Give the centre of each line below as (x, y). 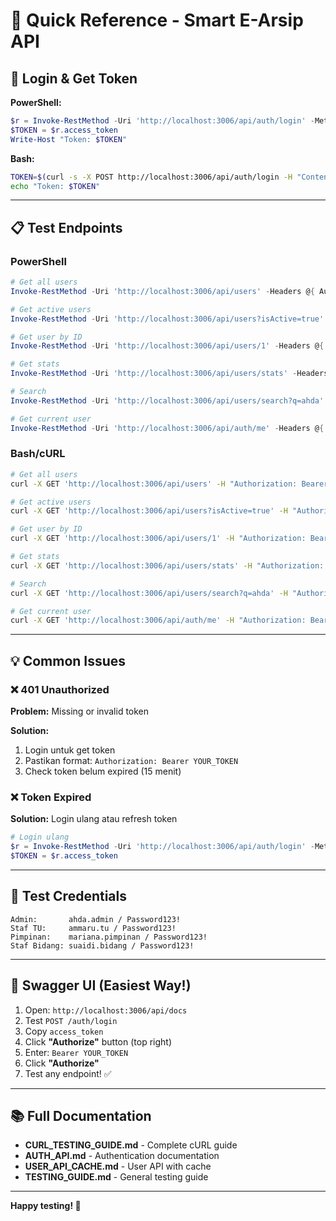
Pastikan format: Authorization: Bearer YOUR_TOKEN (131, 761)
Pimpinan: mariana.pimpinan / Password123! (109, 937)
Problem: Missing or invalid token (80, 711)
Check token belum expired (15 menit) (103, 771)
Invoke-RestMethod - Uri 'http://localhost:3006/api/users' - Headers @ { (162, 291)
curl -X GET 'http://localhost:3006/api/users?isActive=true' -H (149, 511)
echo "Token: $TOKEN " (55, 186)
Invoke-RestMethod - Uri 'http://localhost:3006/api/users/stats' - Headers (169, 374)
